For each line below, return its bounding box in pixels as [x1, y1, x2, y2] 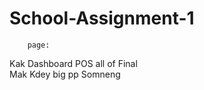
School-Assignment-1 [9, 7, 195, 30]
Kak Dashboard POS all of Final [9, 57, 138, 69]
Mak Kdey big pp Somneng [9, 68, 121, 80]
